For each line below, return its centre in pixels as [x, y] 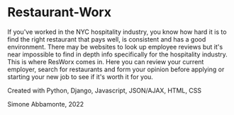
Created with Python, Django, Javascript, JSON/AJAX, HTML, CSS [105, 90]
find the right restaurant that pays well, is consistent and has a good [107, 39]
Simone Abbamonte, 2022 [46, 104]
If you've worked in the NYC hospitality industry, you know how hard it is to [117, 32]
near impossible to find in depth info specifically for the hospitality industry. [118, 54]
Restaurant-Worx [60, 12]
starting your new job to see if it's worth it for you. [80, 77]
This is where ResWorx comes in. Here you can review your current [106, 61]
